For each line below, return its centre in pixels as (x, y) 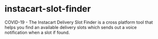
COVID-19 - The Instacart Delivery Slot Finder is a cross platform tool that (79, 22)
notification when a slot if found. (37, 32)
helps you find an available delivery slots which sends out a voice (71, 27)
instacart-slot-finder (48, 9)
